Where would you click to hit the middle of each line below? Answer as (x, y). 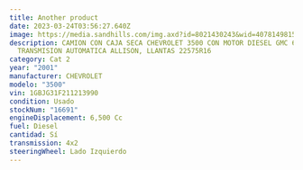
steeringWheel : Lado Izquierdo (68, 151)
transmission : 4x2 (44, 143)
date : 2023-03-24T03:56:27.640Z (70, 26)
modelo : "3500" (38, 85)
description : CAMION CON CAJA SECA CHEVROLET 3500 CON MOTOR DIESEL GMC (149, 43)
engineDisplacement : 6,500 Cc (66, 118)
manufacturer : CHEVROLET (56, 76)
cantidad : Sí (34, 135)
